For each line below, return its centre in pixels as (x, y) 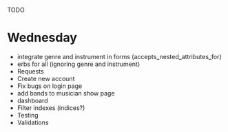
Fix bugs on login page (50, 86)
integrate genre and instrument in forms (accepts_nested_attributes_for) (119, 56)
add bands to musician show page (66, 93)
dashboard (32, 100)
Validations (33, 122)
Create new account (46, 78)
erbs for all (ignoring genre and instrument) (79, 64)
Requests (30, 71)
